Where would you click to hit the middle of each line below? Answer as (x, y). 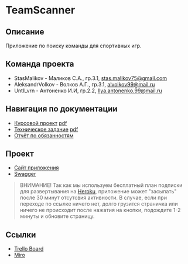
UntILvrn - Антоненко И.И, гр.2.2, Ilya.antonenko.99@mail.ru (88, 91)
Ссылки (21, 235)
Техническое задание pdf (46, 129)
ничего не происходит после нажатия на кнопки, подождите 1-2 (100, 210)
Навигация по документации (61, 109)
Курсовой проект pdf (40, 123)
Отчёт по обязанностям (44, 136)
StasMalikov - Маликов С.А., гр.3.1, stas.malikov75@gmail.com (90, 78)
